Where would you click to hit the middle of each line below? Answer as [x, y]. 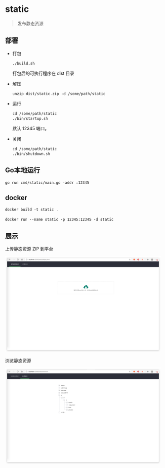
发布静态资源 [30, 23]
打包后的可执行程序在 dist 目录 [43, 73]
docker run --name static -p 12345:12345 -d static [59, 220]
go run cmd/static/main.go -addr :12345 [47, 182]
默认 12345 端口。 [31, 128]
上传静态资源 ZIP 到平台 [29, 249]
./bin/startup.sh [30, 118]
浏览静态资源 [18, 361]
